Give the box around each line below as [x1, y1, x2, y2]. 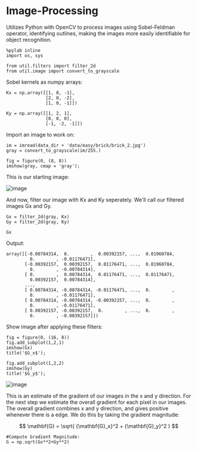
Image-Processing [6, 4, 99, 18]
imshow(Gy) [6, 365, 33, 372]
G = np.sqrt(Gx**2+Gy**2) [6, 439, 69, 445]
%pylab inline [6, 47, 41, 54]
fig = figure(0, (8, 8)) [6, 158, 67, 164]
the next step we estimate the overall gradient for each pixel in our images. [6, 399, 187, 406]
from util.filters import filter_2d [6, 63, 96, 69]
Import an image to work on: [6, 131, 75, 138]
